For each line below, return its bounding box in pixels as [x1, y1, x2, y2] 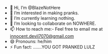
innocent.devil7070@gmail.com [9, 33, 74, 39]
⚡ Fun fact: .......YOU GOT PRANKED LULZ [9, 44, 95, 50]
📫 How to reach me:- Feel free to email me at [9, 26, 103, 32]
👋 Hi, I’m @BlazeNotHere [9, 5, 61, 10]
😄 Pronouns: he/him [9, 39, 52, 44]
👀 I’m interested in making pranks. [9, 10, 79, 16]
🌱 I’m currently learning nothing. [9, 15, 75, 21]
